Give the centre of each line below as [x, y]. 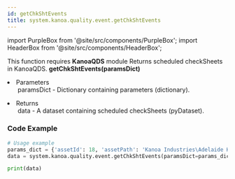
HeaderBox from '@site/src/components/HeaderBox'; [85, 48]
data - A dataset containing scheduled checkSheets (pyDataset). [111, 110]
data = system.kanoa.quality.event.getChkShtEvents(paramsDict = [103, 156]
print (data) [24, 169]
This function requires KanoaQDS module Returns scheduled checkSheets [115, 61]
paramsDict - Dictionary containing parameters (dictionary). [104, 89]
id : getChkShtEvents [37, 14]
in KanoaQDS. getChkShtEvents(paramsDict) [74, 69]
